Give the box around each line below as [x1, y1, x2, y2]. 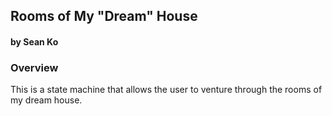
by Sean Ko [10, 35, 59, 48]
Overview [10, 60, 59, 74]
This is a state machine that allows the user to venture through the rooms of [10, 84, 323, 96]
